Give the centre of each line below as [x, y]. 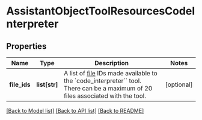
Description [112, 63]
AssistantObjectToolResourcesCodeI [101, 11]
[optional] [179, 84]
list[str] [47, 84]
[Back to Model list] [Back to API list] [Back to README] [75, 111]
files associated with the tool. [105, 96]
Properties [26, 46]
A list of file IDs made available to [111, 73]
